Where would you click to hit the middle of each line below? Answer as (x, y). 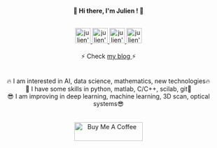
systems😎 (108, 104)
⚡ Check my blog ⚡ (108, 56)
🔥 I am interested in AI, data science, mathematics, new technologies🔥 (108, 81)
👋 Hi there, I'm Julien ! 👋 (108, 11)
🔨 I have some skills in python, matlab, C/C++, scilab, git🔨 (108, 89)
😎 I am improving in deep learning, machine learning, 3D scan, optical (108, 96)
